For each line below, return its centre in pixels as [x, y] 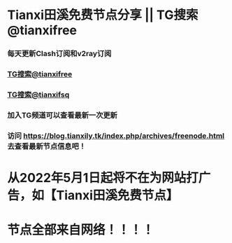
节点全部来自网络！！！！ [81, 230]
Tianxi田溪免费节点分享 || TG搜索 [103, 15]
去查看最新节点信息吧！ [46, 146]
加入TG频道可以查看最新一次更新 [62, 115]
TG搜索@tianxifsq [38, 95]
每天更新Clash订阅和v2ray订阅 [59, 54]
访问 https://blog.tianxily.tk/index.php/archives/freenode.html [116, 136]
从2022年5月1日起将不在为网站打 [103, 178]
